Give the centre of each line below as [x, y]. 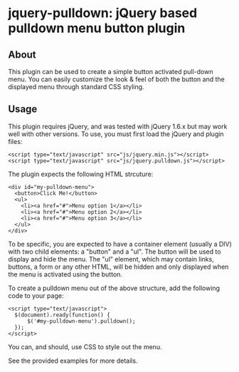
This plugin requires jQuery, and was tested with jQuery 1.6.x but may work [118, 126]
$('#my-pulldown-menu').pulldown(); [81, 321]
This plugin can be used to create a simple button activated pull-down [111, 72]
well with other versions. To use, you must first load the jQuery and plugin [116, 134]
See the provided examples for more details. [73, 361]
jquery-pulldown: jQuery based [103, 13]
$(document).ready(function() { [63, 315]
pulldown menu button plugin [97, 28]
